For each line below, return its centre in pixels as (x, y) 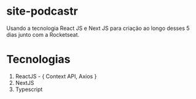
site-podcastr (42, 11)
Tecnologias (38, 60)
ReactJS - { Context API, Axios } (56, 76)
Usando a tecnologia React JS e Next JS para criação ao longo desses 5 (98, 28)
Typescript (29, 89)
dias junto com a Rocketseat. (43, 34)
